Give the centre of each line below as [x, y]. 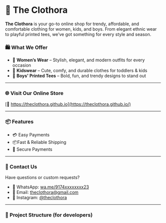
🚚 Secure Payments [32, 149]
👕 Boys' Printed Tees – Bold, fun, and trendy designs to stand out [79, 76]
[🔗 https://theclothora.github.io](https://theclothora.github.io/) [68, 104]
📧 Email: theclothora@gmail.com [45, 192]
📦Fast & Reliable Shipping [39, 142]
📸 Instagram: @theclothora [40, 198]
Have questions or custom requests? [42, 178]
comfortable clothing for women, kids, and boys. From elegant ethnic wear [81, 29]
